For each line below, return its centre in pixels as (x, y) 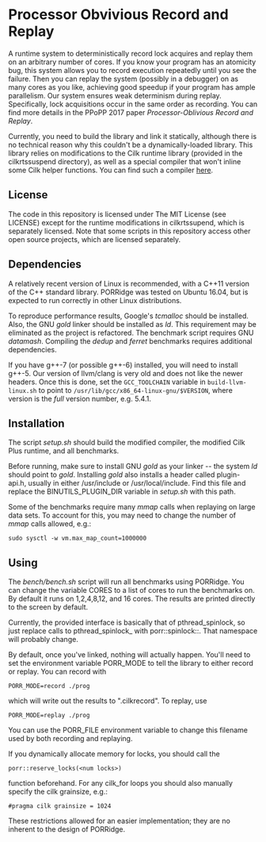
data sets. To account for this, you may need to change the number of (122, 515)
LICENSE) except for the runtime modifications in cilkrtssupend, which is (127, 222)
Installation (36, 423)
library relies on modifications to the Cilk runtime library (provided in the (125, 153)
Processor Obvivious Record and (118, 15)
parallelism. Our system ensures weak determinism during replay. (115, 95)
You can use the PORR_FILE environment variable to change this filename (128, 730)
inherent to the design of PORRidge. (67, 829)
